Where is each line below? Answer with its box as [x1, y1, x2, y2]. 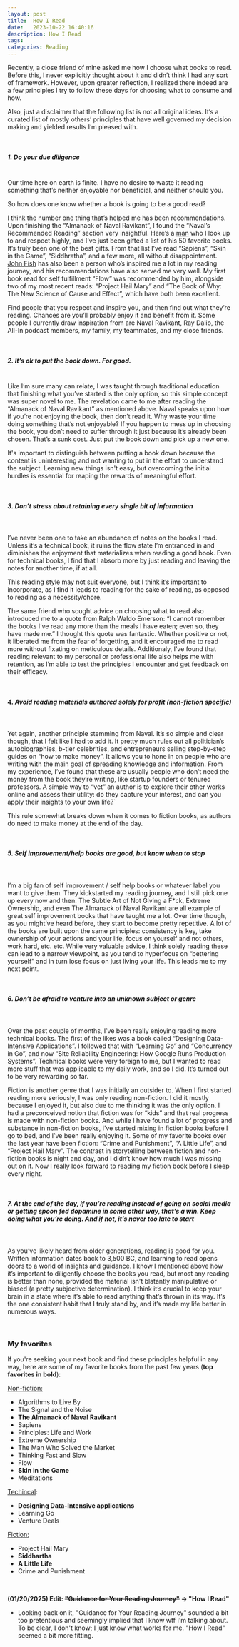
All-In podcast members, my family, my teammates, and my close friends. [7, 326, 224, 334]
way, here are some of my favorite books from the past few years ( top [7, 1363, 213, 1371]
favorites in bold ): [7, 1370, 61, 1379]
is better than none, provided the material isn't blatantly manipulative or [7, 1276, 218, 1285]
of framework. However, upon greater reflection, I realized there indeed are [7, 79, 228, 86]
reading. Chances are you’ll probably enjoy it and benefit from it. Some [7, 311, 215, 319]
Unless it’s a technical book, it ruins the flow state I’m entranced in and [7, 540, 215, 550]
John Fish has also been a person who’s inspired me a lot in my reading [7, 258, 218, 268]
